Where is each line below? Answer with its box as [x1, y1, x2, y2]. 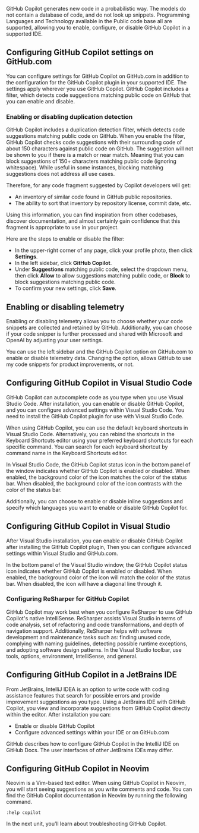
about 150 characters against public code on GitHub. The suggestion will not [6, 145, 194, 152]
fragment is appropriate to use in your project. [6, 224, 119, 231]
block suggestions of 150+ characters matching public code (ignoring [6, 157, 176, 165]
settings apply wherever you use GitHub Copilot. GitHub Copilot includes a [6, 85, 189, 92]
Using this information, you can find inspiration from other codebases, [6, 211, 178, 219]
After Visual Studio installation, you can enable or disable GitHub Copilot [6, 537, 183, 544]
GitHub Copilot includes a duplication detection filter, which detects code [6, 126, 185, 133]
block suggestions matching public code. [14, 279, 116, 286]
